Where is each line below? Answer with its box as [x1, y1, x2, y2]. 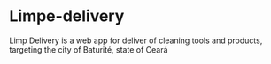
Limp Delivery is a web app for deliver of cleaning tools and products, [9, 35, 263, 46]
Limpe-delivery [9, 6, 125, 26]
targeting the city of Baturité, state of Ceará [9, 44, 168, 54]
